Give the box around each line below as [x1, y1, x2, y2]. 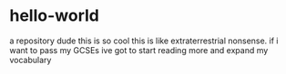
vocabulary [9, 54, 52, 65]
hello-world [9, 5, 100, 26]
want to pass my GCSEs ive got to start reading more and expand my [9, 44, 269, 55]
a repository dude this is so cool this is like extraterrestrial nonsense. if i [9, 35, 279, 46]
